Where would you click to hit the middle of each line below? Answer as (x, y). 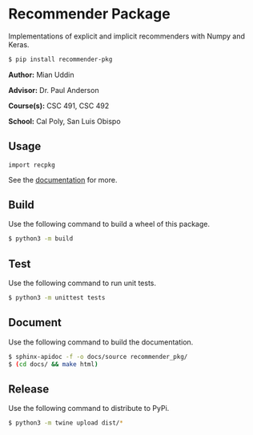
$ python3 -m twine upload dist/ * (66, 423)
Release (29, 389)
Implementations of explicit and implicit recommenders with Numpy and (127, 36)
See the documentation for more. (63, 179)
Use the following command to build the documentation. (101, 342)
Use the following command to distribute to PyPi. (89, 409)
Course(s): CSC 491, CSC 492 (59, 106)
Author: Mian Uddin (41, 75)
